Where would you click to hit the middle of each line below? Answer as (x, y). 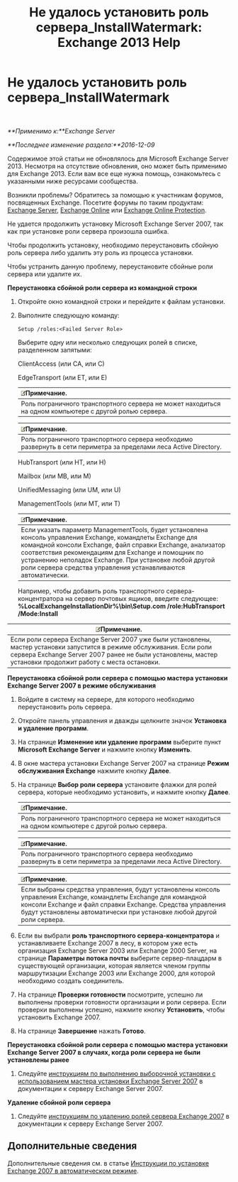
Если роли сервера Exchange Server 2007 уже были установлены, (111, 639)
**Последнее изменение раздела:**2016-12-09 (81, 145)
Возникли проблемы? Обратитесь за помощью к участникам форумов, (115, 195)
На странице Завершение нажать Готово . (82, 1031)
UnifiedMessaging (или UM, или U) (69, 490)
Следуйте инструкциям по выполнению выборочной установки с (117, 1073)
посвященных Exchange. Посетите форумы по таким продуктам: (106, 202)
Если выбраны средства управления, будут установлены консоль (121, 889)
